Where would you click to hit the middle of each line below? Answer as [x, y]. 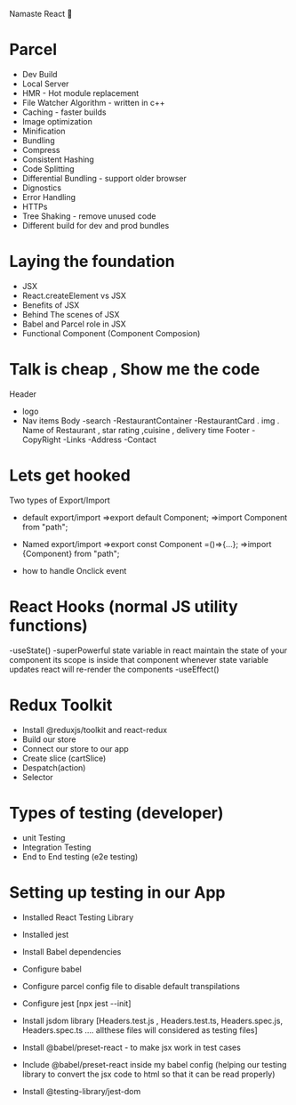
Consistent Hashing [58, 159]
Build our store [49, 739]
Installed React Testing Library [78, 917]
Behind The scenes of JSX [71, 314]
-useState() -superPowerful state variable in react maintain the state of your [148, 650]
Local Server [45, 84]
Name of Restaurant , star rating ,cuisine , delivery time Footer [136, 430]
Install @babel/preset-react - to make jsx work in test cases [132, 1047]
